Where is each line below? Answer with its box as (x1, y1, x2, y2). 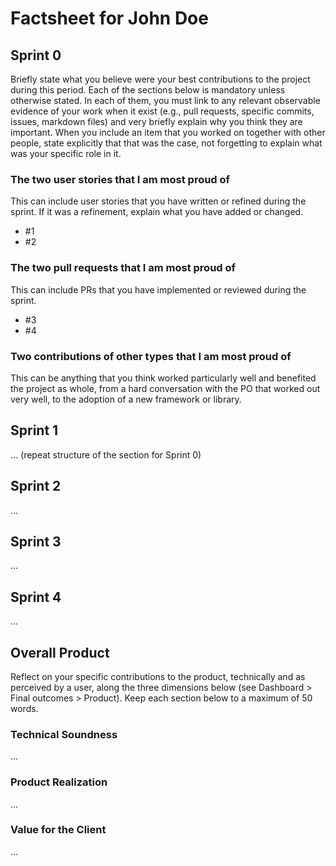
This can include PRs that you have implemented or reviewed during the (10, 283, 307, 296)
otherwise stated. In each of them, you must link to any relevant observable (10, 95, 321, 106)
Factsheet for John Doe (10, 7, 209, 30)
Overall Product (10, 644, 110, 661)
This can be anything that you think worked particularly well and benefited (10, 372, 317, 384)
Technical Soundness (10, 727, 118, 741)
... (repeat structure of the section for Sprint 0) (10, 448, 202, 461)
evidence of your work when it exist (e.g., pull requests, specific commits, (10, 105, 315, 117)
